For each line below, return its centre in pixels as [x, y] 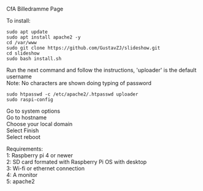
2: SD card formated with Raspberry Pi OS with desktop [77, 162]
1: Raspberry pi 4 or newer [40, 155]
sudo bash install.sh [34, 59]
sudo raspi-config [30, 100]
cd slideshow [23, 53]
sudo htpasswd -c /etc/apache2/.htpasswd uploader [72, 94]
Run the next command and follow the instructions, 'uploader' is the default [101, 70]
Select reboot [24, 137]
